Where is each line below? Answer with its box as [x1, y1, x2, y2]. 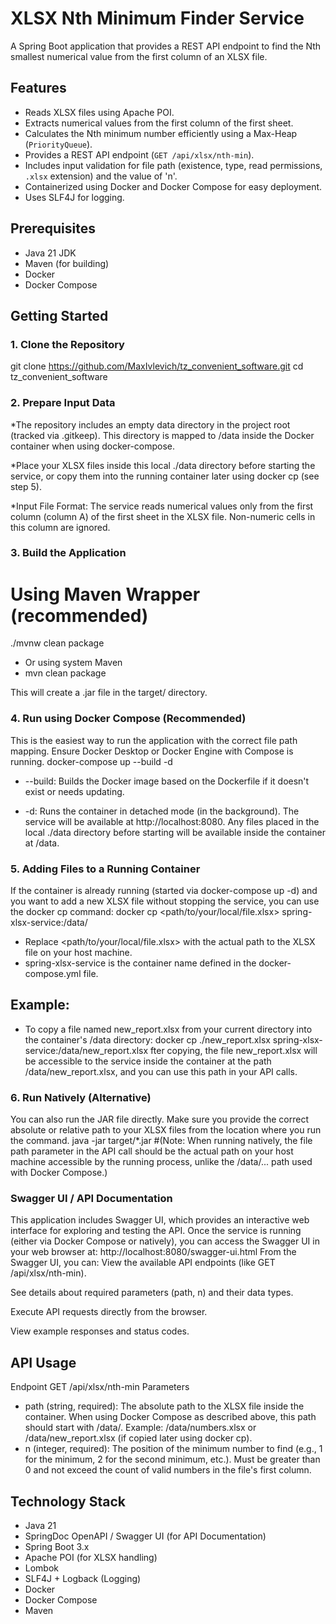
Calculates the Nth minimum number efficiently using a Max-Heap [24, 127, 298, 139]
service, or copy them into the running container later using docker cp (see [10, 470, 320, 482]
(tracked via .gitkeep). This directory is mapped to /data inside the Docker [10, 429, 315, 441]
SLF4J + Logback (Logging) [24, 1573, 142, 1585]
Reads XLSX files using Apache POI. [24, 106, 175, 118]
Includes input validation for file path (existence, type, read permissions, [24, 159, 323, 171]
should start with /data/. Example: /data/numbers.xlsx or [24, 1422, 257, 1434]
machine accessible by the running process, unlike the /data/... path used [10, 1156, 313, 1168]
